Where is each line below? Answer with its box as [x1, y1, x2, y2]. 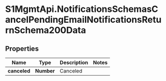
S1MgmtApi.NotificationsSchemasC [5, 3, 158, 15]
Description [59, 59, 88, 66]
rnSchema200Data [5, 25, 86, 36]
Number [34, 68, 55, 74]
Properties [5, 44, 39, 53]
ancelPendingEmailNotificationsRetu [5, 14, 161, 25]
